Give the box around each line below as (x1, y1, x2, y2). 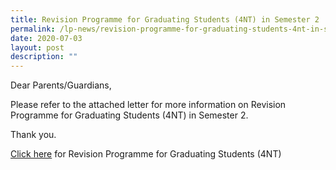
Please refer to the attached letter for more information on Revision (10, 99, 287, 111)
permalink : (10, 24, 56, 34)
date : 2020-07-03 (10, 33, 83, 43)
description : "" (10, 52, 78, 62)
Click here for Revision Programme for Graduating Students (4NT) (10, 148, 282, 160)
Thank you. (10, 129, 57, 141)
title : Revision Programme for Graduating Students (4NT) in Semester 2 (10, 14, 320, 25)
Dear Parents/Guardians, (10, 79, 112, 91)
